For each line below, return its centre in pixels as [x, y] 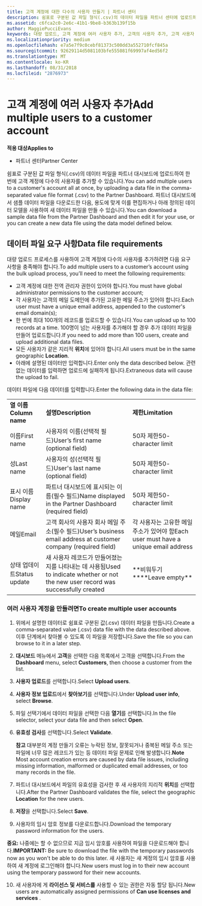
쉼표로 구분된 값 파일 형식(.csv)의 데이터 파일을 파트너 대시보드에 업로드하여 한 [99, 174]
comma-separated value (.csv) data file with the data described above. [103, 630]
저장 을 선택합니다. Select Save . [52, 811]
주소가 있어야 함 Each [160, 531]
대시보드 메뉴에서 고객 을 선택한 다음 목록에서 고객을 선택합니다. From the [100, 656]
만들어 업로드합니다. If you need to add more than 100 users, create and [102, 335]
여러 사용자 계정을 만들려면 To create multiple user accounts [92, 609]
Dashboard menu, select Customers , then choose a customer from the [104, 663]
